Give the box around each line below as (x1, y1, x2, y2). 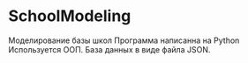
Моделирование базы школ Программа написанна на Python (8, 35, 240, 45)
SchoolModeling (8, 6, 132, 26)
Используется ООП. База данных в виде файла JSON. (8, 44, 211, 54)
